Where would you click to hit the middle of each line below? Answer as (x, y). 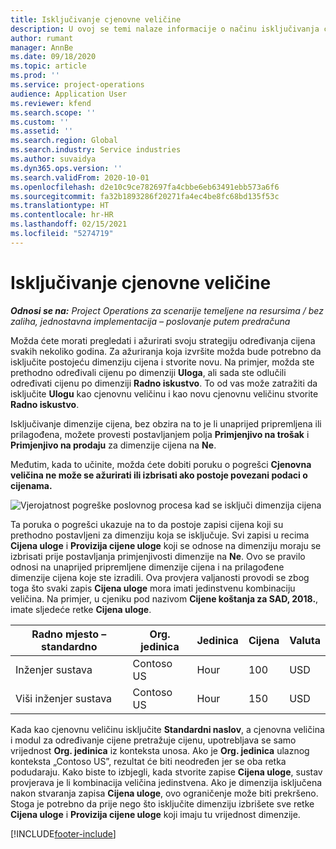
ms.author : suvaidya (53, 159)
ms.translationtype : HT (60, 206)
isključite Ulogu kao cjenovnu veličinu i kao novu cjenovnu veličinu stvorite (164, 393)
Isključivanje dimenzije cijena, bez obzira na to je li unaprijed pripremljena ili (166, 423)
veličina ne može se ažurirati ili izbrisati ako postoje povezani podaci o (159, 475)
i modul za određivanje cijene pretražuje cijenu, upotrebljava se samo (153, 740)
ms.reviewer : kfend (51, 103)
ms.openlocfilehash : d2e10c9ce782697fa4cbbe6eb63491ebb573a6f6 (145, 187)
